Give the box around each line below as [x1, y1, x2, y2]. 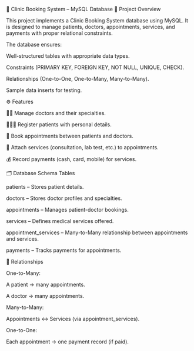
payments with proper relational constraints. [6, 29, 113, 37]
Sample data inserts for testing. [6, 87, 82, 94]
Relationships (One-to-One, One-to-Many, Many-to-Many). [6, 76, 149, 82]
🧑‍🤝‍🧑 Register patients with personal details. [6, 121, 112, 128]
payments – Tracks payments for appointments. [6, 247, 122, 254]
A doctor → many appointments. [6, 293, 85, 299]
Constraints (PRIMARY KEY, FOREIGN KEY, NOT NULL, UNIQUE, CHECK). [6, 64, 185, 71]
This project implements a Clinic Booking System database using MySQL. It [6, 17, 189, 24]
